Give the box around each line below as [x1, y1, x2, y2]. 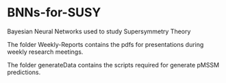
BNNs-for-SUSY [7, 5, 101, 20]
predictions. [7, 68, 41, 76]
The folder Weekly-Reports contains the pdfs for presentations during [7, 40, 204, 48]
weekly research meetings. [7, 48, 84, 56]
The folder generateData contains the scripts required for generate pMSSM [7, 61, 220, 69]
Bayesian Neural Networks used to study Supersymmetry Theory [7, 27, 191, 35]
